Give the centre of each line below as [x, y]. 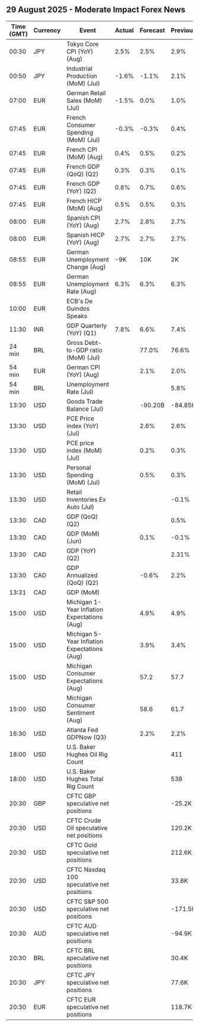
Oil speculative [87, 827]
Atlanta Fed [82, 729]
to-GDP [77, 350]
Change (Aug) [86, 267]
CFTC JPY [81, 975]
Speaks [77, 316]
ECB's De [79, 301]
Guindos [78, 309]
